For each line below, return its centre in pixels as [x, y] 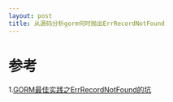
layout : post [30, 16]
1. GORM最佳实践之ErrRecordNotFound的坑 [80, 90]
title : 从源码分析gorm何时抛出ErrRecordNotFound [86, 23]
